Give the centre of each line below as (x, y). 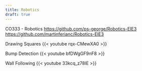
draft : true (18, 14)
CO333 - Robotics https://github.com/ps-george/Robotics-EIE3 (71, 28)
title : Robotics (22, 10)
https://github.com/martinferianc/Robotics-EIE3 (55, 34)
